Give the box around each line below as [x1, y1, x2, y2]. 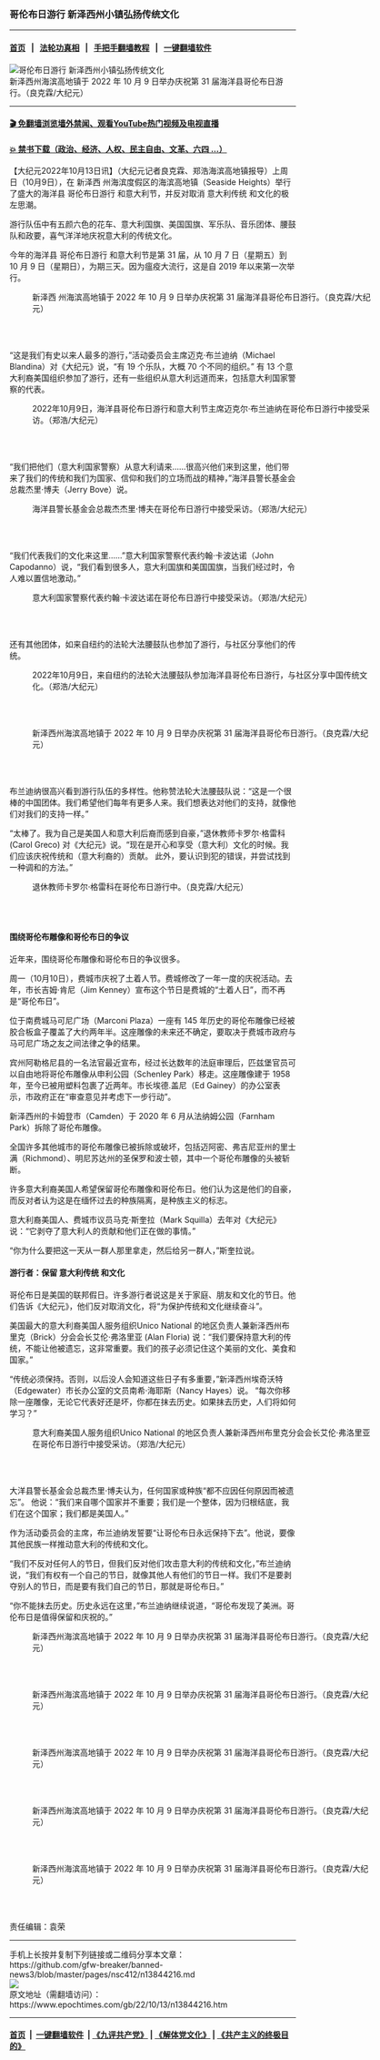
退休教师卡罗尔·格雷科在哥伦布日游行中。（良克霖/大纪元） [32, 882, 249, 892]
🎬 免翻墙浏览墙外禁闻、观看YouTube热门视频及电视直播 [9, 118, 220, 129]
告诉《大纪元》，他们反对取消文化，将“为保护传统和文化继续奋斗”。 [16, 1300, 268, 1311]
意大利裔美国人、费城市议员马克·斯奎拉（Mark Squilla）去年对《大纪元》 [9, 1214, 282, 1225]
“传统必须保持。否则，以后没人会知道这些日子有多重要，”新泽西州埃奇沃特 [9, 1373, 284, 1384]
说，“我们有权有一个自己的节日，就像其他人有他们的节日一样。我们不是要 [9, 1569, 285, 1580]
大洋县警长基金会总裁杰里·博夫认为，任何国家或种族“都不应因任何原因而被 [9, 1484, 286, 1495]
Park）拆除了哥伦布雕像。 [9, 1122, 106, 1133]
